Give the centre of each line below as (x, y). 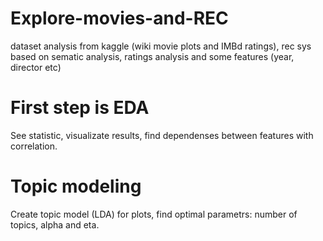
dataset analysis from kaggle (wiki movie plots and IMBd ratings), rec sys (161, 46)
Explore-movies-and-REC (119, 18)
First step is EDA (80, 108)
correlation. (34, 146)
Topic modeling (76, 186)
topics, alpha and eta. (55, 224)
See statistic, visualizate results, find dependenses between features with (162, 135)
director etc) (36, 67)
